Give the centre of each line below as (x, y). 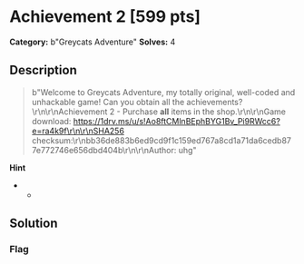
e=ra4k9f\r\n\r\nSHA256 (78, 131)
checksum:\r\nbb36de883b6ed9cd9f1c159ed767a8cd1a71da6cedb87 (162, 140)
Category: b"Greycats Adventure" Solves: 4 (93, 42)
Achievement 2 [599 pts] (105, 17)
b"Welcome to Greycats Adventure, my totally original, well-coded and (163, 92)
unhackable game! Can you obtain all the (108, 102)
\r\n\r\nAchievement (69, 112)
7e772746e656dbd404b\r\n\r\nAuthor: (104, 150)
